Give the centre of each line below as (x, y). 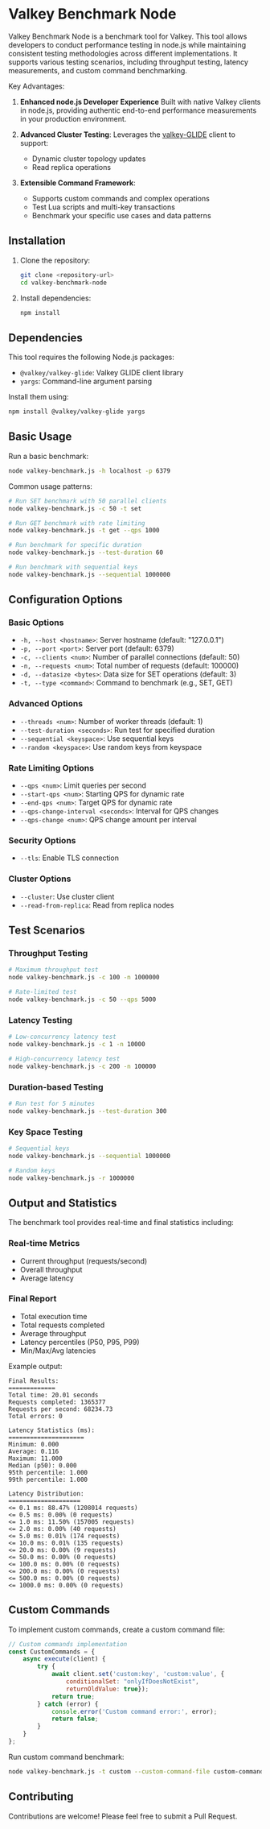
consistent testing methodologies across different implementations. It (123, 53)
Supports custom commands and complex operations (121, 198)
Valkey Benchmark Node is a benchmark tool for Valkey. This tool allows (128, 36)
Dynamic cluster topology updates (89, 159)
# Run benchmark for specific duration (75, 545)
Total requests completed (62, 1325)
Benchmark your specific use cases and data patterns (121, 215)
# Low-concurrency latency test (62, 1037)
